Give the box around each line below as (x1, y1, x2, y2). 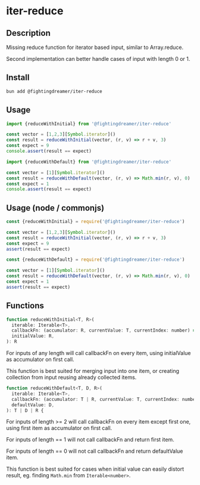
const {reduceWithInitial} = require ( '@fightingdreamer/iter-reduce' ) (6, 219, 185, 225)
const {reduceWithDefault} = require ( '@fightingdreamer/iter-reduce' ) (6, 257, 185, 263)
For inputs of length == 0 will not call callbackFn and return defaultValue (6, 447, 183, 455)
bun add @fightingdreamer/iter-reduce (6, 88, 102, 94)
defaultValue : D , (11, 401, 55, 408)
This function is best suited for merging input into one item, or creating (6, 367, 180, 374)
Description (6, 28, 51, 38)
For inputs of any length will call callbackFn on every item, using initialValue (6, 350, 191, 356)
